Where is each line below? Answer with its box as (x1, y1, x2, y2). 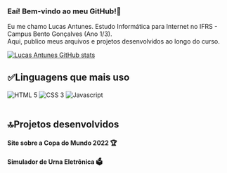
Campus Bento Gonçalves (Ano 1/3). (7, 30, 112, 38)
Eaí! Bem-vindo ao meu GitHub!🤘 (7, 6, 122, 16)
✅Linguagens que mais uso (7, 71, 130, 83)
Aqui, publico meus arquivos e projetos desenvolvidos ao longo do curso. (7, 37, 220, 46)
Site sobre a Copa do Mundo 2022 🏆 (7, 139, 117, 147)
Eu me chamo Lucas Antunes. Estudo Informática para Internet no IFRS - (7, 23, 218, 31)
